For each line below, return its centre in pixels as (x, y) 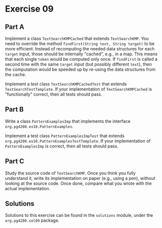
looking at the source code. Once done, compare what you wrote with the (78, 183)
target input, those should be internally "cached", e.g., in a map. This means (81, 54)
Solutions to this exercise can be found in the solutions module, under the (79, 215)
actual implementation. (28, 188)
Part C (15, 161)
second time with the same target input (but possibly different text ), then (79, 64)
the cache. (16, 74)
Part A (15, 27)
